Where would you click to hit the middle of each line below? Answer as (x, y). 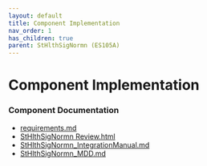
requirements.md (48, 128)
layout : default (35, 16)
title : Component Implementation (64, 23)
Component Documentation (64, 111)
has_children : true (41, 38)
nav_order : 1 (30, 30)
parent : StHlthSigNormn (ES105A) (64, 46)
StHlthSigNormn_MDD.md (63, 153)
